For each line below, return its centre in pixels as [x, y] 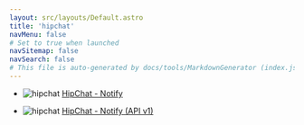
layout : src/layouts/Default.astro [76, 18]
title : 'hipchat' [42, 26]
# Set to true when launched [64, 43]
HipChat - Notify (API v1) [108, 111]
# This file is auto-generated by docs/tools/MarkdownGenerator [133, 68]
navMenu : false [38, 34]
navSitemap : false [44, 51]
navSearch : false [42, 59]
